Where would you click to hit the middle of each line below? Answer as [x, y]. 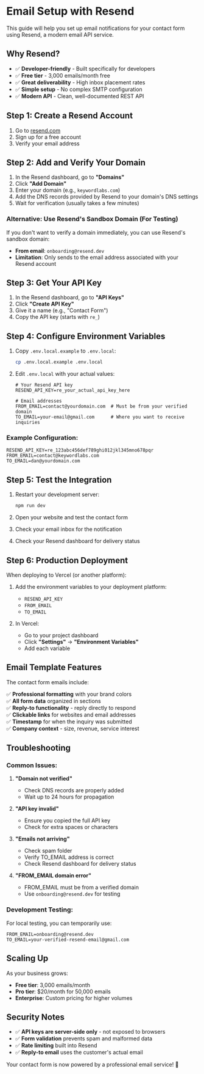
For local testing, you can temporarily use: [59, 923]
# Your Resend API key [44, 385]
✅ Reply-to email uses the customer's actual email [79, 1053]
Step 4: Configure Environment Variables [86, 336]
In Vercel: [27, 623]
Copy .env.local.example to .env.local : [65, 351]
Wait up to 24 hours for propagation [69, 797]
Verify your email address [47, 143]
